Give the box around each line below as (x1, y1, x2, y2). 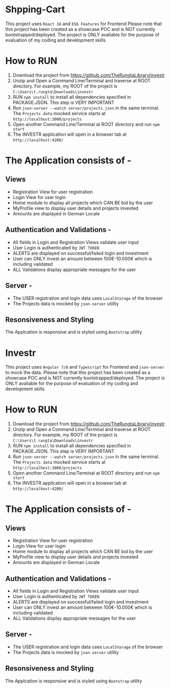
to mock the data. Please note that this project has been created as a (5, 369, 151, 376)
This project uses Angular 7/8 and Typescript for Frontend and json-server (5, 364, 165, 370)
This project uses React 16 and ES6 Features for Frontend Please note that (5, 21, 162, 27)
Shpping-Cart (5, 4, 66, 15)
